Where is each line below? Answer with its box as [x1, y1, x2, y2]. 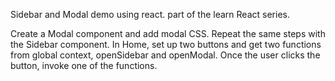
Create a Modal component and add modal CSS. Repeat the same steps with [10, 28, 326, 39]
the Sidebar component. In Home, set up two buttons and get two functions [10, 39, 322, 50]
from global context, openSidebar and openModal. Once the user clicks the [10, 49, 321, 61]
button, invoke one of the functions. [10, 60, 158, 71]
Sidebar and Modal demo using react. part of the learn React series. [10, 9, 290, 20]
